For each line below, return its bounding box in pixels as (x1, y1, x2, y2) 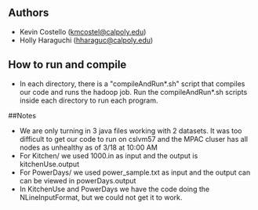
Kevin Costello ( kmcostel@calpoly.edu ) (19, 27, 147, 36)
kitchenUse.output (19, 159, 80, 168)
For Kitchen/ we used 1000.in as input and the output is (19, 150, 198, 160)
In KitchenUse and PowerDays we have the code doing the (19, 184, 210, 194)
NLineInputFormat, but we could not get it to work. (19, 192, 183, 202)
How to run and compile (8, 58, 127, 71)
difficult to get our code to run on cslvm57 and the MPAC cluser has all (19, 134, 249, 143)
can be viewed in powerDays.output (19, 176, 136, 185)
